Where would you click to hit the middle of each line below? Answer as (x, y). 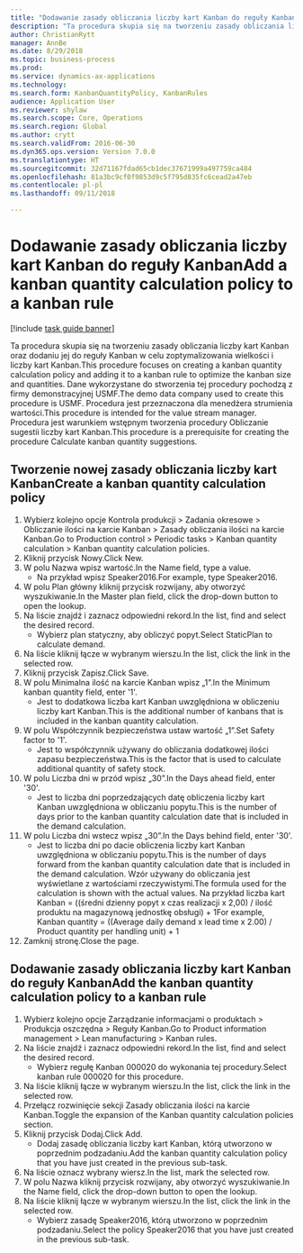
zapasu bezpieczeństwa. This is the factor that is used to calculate (159, 758)
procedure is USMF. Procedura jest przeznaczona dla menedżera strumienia (151, 403)
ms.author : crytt (43, 135)
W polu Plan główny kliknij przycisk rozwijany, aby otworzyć (134, 586)
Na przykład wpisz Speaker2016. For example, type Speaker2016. (157, 577)
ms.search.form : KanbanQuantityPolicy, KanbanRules (109, 93)
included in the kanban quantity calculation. (117, 721)
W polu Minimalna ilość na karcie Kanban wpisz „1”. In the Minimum (147, 682)
